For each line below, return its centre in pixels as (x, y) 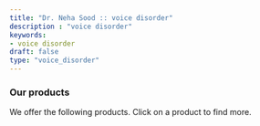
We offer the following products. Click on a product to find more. (131, 112)
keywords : (28, 35)
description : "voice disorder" (71, 26)
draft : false (34, 52)
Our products (40, 92)
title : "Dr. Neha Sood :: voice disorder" (91, 18)
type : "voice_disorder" (55, 60)
